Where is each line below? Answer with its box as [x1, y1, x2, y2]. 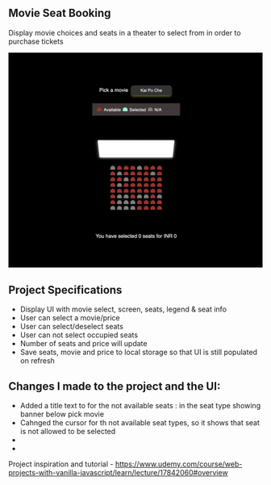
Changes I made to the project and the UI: [8, 379, 221, 393]
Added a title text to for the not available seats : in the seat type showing [19, 401, 261, 411]
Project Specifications [8, 282, 123, 297]
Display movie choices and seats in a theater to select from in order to [8, 27, 241, 37]
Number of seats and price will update [19, 339, 148, 349]
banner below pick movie [19, 409, 105, 419]
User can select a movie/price [19, 313, 120, 323]
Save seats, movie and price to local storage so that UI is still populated [19, 347, 258, 357]
